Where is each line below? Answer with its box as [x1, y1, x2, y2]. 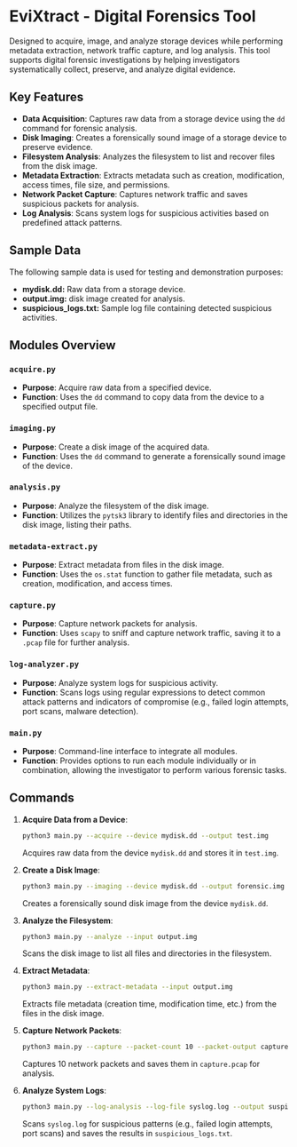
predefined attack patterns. [21, 217, 122, 227]
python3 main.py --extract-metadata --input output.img [21, 983, 233, 992]
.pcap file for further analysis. [21, 637, 130, 648]
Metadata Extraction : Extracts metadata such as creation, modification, [21, 170, 285, 180]
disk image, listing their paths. [21, 519, 132, 530]
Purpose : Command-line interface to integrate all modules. [21, 746, 238, 757]
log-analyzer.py [9, 659, 80, 670]
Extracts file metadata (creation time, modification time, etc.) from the [21, 999, 277, 1009]
